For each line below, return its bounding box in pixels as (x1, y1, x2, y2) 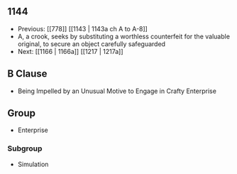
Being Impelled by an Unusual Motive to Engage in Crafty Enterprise (17, 87, 216, 95)
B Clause (7, 67, 48, 80)
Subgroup (7, 143, 43, 153)
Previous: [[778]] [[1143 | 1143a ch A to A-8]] (17, 24, 148, 33)
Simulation (17, 160, 49, 168)
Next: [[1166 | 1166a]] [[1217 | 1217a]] (17, 47, 123, 55)
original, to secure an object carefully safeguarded (17, 39, 165, 48)
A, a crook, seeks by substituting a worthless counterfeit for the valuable (17, 32, 231, 40)
